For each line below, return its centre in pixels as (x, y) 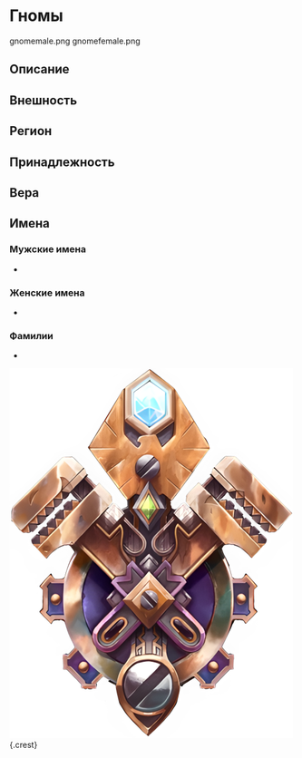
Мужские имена (48, 249)
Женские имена (47, 293)
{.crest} (24, 745)
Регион (31, 131)
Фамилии (31, 335)
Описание (39, 69)
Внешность (44, 100)
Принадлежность (62, 162)
